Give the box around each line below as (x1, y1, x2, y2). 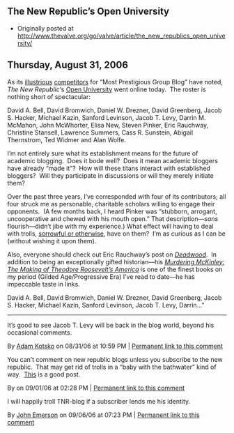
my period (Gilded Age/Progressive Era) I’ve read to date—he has (7, 272, 195, 281)
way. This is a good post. (7, 370, 81, 379)
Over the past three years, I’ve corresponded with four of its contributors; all (7, 192, 226, 201)
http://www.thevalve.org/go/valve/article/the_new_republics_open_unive (17, 31, 226, 40)
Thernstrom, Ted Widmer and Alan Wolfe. (7, 135, 127, 144)
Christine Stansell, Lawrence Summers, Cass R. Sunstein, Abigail (7, 128, 194, 137)
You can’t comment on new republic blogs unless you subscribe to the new (7, 355, 223, 363)
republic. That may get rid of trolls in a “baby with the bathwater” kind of (7, 363, 217, 371)
